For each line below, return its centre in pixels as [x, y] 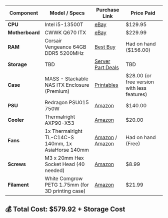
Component [24, 13]
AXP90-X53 [59, 123]
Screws [17, 164]
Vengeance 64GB [65, 47]
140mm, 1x [58, 143]
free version [140, 82]
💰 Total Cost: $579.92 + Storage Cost [65, 209]
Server [102, 61]
